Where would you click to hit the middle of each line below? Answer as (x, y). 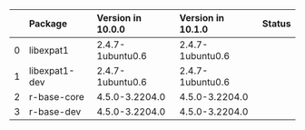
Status (276, 24)
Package (48, 24)
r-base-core (56, 97)
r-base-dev (55, 111)
